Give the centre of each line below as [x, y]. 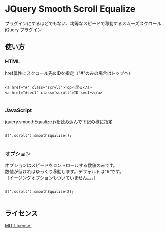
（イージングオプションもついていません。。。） [52, 178]
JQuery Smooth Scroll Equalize [70, 9]
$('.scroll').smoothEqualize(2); [40, 192]
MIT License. [18, 226]
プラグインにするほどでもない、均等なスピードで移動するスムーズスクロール [83, 23]
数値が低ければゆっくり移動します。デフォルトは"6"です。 [64, 172]
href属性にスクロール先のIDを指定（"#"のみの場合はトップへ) [68, 73]
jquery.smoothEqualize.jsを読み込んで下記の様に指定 [59, 121]
